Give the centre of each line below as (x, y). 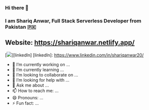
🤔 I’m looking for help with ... (41, 80)
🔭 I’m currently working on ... (41, 64)
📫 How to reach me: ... (35, 91)
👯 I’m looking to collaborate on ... (45, 74)
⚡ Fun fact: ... (25, 103)
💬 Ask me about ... (30, 85)
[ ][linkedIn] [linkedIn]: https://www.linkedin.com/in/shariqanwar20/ (74, 55)
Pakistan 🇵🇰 (21, 27)
